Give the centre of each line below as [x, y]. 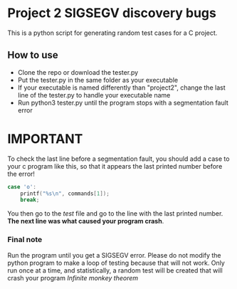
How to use [33, 55]
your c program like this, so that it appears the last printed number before [115, 166]
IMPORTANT [45, 138]
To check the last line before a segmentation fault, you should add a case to [118, 159]
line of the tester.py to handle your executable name [94, 95]
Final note [25, 240]
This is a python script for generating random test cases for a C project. [112, 33]
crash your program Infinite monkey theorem [73, 278]
